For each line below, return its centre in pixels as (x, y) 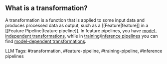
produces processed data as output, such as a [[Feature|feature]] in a (77, 25)
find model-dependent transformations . (46, 41)
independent (18, 36)
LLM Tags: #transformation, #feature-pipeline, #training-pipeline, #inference (84, 51)
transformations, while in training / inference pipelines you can (95, 36)
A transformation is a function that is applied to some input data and (75, 20)
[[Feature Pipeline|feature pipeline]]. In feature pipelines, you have (73, 31)
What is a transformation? (47, 8)
